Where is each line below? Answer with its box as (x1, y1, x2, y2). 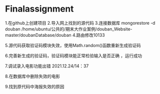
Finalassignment (5, 3, 74, 15)
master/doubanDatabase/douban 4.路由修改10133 (5, 32, 105, 38)
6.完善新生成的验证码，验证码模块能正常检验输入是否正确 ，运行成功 (5, 52, 142, 59)
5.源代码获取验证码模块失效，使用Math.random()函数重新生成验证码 (5, 42, 141, 48)
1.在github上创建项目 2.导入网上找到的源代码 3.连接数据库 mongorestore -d (5, 20, 156, 26)
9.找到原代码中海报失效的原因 (5, 83, 65, 89)
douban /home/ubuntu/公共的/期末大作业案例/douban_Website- (5, 26, 133, 32)
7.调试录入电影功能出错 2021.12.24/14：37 (5, 63, 89, 69)
